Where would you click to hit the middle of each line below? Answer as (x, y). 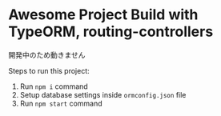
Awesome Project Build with (103, 15)
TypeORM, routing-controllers (111, 32)
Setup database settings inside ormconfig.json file (103, 94)
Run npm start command (61, 103)
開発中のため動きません (47, 54)
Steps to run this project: (49, 70)
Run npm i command (54, 86)
